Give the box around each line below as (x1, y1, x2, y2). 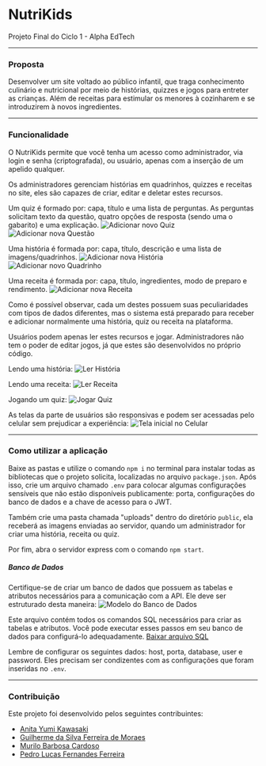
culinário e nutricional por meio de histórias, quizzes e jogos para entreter (8, 85, 249, 95)
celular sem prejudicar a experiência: (8, 418, 129, 428)
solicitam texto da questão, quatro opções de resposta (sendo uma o (8, 211, 234, 221)
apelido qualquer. (8, 164, 65, 173)
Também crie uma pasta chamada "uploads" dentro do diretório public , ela (8, 512, 253, 521)
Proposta (8, 59, 44, 70)
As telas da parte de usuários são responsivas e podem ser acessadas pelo (8, 410, 255, 419)
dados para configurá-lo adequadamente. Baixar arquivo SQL (8, 631, 209, 641)
